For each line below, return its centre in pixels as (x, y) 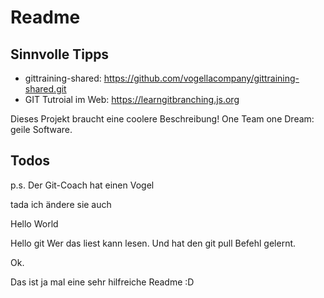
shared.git (45, 89)
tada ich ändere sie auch (61, 204)
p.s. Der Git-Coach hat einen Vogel (82, 185)
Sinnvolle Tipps (60, 54)
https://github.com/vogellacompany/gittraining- (201, 78)
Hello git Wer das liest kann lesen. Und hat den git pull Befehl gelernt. (153, 243)
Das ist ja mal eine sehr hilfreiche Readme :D (102, 282)
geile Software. (41, 129)
